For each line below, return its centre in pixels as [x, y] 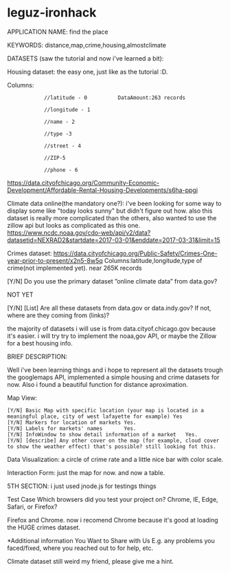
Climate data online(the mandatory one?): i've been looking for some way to [114, 203]
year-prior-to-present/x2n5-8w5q [55, 260]
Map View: [22, 398]
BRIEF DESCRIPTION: [37, 357]
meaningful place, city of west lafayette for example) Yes [95, 416]
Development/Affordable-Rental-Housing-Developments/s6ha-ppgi [102, 190]
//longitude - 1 [67, 109]
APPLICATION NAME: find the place [58, 32]
